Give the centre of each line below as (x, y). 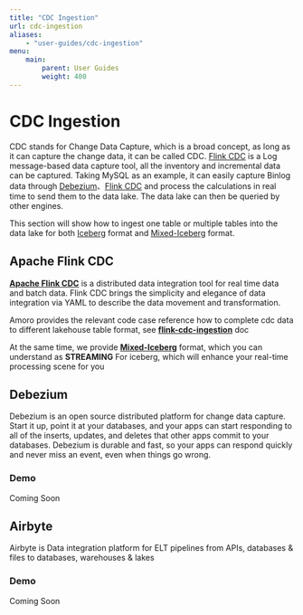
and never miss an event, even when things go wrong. (110, 455)
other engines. (36, 205)
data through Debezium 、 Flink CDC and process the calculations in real (143, 185)
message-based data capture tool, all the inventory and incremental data (145, 166)
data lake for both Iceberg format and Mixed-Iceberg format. (122, 232)
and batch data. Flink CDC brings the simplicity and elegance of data (137, 293)
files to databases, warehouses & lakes (82, 558)
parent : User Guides (80, 69)
